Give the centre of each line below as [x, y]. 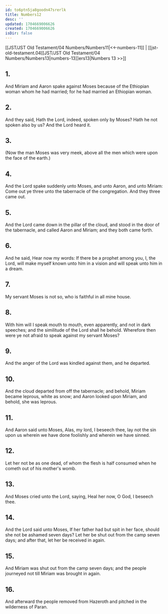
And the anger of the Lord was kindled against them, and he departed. [78, 363]
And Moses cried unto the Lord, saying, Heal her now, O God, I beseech [79, 496]
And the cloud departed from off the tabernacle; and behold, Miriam [75, 391]
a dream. [14, 268]
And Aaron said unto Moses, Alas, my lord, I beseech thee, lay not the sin [81, 430]
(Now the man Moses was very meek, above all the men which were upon [81, 153]
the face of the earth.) [28, 158]
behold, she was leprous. [31, 402]
